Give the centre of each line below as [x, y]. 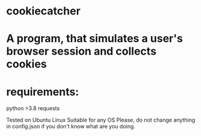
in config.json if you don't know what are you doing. [71, 126]
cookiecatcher [43, 11]
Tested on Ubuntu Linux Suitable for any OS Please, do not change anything [101, 120]
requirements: [43, 92]
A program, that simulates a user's [94, 39]
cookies [27, 64]
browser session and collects [81, 51]
